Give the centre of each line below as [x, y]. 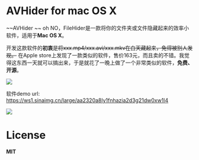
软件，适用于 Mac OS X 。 [37, 35]
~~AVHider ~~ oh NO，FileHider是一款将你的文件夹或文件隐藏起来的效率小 [98, 28]
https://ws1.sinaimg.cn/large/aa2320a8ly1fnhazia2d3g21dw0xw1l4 [87, 100]
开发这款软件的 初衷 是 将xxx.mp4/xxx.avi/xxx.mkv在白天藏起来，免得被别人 [97, 48]
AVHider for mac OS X [62, 11]
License [26, 135]
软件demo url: [23, 93]
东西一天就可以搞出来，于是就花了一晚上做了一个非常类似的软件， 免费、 [105, 63]
